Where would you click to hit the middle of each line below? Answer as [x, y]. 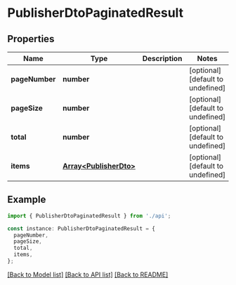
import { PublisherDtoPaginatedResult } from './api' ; [89, 216]
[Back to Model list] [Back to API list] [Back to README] [88, 274]
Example [27, 200]
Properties [31, 39]
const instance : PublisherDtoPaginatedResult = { [81, 228]
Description [162, 59]
